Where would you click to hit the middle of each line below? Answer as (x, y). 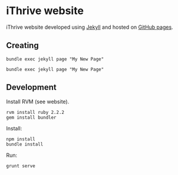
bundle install (25, 144)
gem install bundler (32, 117)
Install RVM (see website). (38, 102)
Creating (23, 46)
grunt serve (21, 166)
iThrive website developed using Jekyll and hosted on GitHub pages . (90, 27)
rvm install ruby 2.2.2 (35, 112)
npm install (21, 139)
